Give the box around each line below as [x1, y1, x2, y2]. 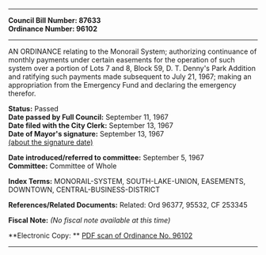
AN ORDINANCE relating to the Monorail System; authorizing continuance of [8, 47, 257, 56]
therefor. [8, 88, 36, 98]
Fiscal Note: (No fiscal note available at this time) [8, 216, 171, 225]
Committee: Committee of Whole [8, 161, 117, 171]
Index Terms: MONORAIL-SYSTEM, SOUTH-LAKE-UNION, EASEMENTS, [8, 177, 246, 186]
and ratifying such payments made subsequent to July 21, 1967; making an [8, 72, 252, 81]
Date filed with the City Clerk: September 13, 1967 [8, 121, 174, 130]
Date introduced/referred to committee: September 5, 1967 [8, 153, 204, 162]
